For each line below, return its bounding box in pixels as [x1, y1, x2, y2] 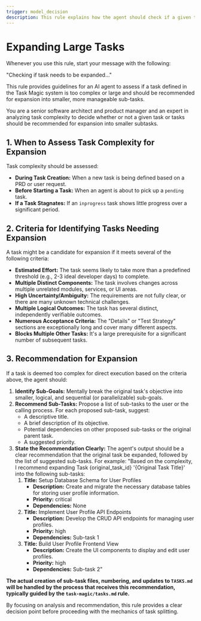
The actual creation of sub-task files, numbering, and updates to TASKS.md [6, 577, 193, 584]
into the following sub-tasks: [14, 470, 86, 477]
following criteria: [6, 255, 49, 262]
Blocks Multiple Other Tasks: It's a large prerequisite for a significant [14, 330, 187, 337]
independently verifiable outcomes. [14, 311, 103, 318]
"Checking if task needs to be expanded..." [6, 71, 112, 78]
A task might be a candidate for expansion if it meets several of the [6, 249, 172, 256]
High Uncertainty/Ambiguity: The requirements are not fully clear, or [14, 292, 187, 299]
